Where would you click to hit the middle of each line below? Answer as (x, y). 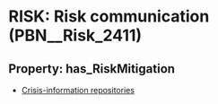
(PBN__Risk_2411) (75, 35)
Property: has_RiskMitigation (92, 69)
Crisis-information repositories (78, 90)
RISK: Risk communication (109, 17)
